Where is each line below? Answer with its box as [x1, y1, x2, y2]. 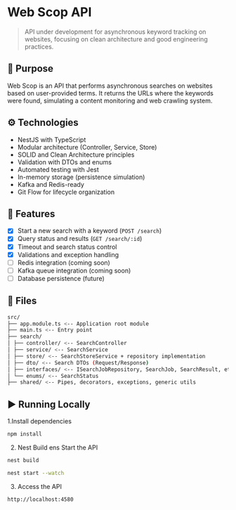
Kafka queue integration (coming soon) [17, 266, 131, 275]
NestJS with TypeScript [17, 135, 86, 144]
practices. [24, 42, 54, 51]
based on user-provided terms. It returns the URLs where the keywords [7, 89, 214, 97]
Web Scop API [7, 4, 92, 20]
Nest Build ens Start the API [17, 443, 98, 452]
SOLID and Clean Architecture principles [17, 150, 135, 159]
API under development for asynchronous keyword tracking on [24, 27, 206, 36]
